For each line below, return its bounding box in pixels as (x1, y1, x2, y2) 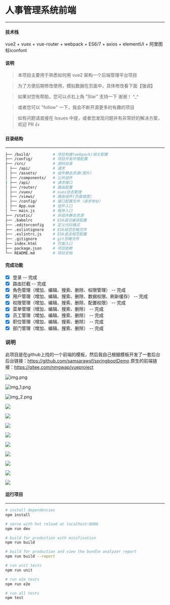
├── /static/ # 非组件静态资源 (5, 213, 84, 218)
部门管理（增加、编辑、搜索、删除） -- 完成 (12, 325, 104, 331)
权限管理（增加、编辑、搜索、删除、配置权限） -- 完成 (12, 299, 126, 306)
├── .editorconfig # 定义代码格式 (5, 222, 80, 228)
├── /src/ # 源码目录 (5, 161, 73, 166)
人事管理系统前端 (5, 5, 77, 16)
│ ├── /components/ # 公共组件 (5, 175, 73, 180)
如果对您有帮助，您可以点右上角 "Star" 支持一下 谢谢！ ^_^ (17, 94, 139, 100)
